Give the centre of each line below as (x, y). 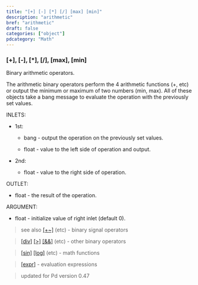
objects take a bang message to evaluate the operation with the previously (98, 97)
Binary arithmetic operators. (40, 73)
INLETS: (16, 115)
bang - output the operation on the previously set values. (93, 138)
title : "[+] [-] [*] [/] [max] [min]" (54, 12)
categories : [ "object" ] (36, 34)
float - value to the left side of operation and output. (87, 150)
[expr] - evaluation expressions (59, 264)
